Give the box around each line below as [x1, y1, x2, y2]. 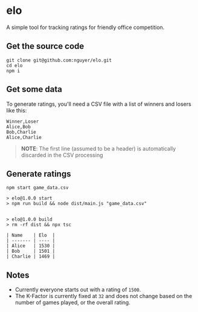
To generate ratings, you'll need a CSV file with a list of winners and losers [6, 100, 191, 108]
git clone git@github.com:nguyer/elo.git [6, 57, 112, 63]
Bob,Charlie [6, 129, 36, 135]
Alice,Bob [6, 123, 31, 130]
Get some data [6, 84, 62, 94]
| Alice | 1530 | [6, 243, 56, 249]
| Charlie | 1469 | [6, 253, 56, 260]
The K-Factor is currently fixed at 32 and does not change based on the [14, 293, 193, 300]
